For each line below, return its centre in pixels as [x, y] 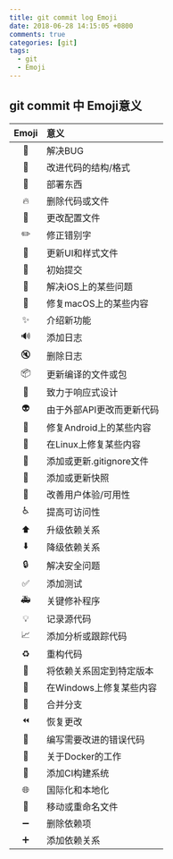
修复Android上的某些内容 [99, 428]
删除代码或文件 [78, 200]
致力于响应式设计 [82, 392]
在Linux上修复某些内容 [93, 444]
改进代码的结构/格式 [88, 167]
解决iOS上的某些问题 [90, 286]
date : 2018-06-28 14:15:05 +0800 [71, 26]
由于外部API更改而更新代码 [103, 410]
